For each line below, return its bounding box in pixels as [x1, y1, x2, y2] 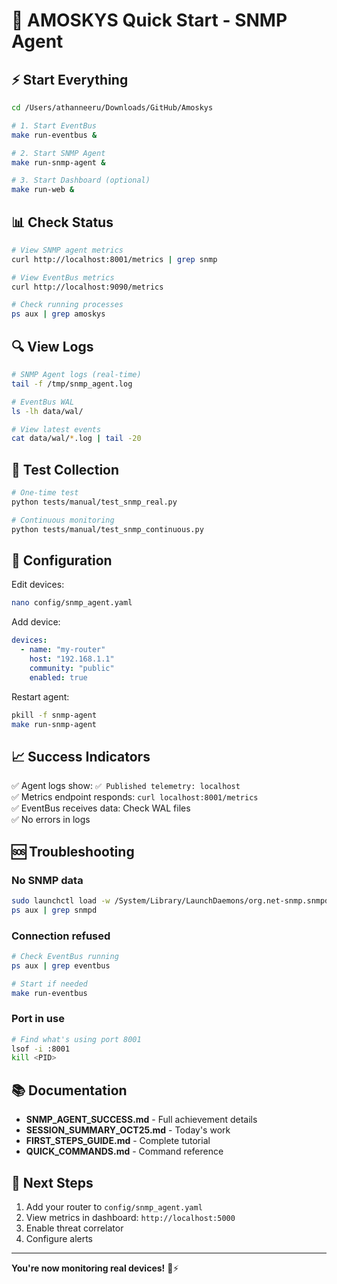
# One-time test [11, 488, 79, 498]
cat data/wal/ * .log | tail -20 [11, 434, 142, 444]
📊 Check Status [11, 214, 114, 231]
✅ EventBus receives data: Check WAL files [11, 802, 191, 814]
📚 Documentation [11, 1082, 128, 1099]
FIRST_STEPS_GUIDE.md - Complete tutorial [25, 1135, 211, 1147]
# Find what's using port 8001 [11, 1034, 142, 1044]
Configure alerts [25, 1232, 93, 1244]
